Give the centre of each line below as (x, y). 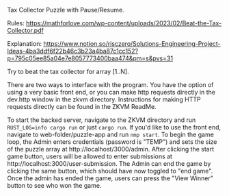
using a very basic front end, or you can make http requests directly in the (111, 92)
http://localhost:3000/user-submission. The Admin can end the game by (109, 163)
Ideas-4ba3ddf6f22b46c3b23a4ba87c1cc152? (73, 51)
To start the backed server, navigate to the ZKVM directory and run (102, 120)
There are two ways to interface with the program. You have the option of (110, 85)
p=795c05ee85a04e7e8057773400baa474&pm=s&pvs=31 (90, 58)
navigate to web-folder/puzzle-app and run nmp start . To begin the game (110, 134)
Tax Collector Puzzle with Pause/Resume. (66, 10)
